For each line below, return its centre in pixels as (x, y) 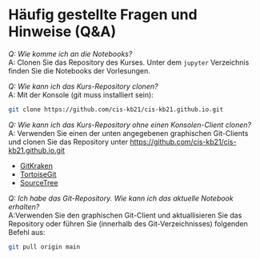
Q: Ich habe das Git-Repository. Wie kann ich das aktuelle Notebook (121, 198)
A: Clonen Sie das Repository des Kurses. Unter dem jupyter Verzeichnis (129, 62)
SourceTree (39, 182)
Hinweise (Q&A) (62, 32)
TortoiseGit (38, 174)
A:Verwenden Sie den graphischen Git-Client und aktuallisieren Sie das (125, 215)
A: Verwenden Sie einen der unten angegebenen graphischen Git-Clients (128, 133)
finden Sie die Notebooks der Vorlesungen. (79, 70)
